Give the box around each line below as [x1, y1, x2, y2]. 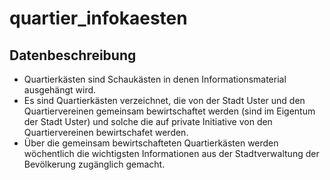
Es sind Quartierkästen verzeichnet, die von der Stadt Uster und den [23, 95, 306, 106]
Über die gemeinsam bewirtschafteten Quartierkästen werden [23, 137, 279, 149]
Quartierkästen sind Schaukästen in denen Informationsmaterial [23, 73, 287, 85]
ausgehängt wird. [23, 84, 97, 96]
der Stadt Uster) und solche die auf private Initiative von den [23, 116, 273, 127]
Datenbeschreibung [9, 47, 137, 64]
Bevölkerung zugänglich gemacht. [23, 158, 166, 170]
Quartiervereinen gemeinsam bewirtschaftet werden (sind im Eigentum [23, 105, 316, 117]
